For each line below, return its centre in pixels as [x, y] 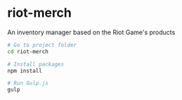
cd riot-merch [28, 51]
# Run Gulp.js [28, 83]
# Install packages [36, 64]
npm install [25, 71]
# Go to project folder [42, 45]
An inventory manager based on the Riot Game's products [91, 32]
